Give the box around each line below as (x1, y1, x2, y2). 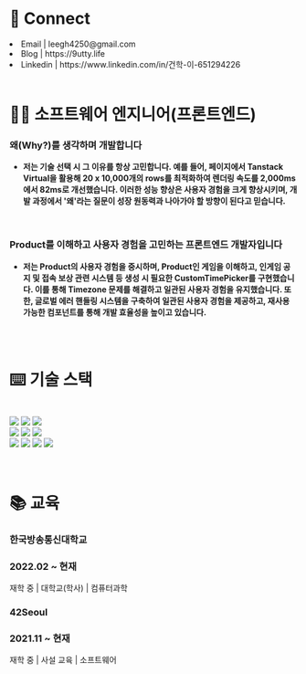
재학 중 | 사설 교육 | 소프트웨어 (9, 655, 117, 666)
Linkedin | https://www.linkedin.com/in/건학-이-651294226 (21, 58, 241, 69)
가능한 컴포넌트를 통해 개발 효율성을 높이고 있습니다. (22, 306, 207, 318)
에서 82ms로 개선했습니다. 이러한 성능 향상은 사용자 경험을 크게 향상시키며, (22, 184, 289, 195)
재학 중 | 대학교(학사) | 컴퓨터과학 (9, 583, 128, 594)
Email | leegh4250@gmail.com (21, 38, 136, 49)
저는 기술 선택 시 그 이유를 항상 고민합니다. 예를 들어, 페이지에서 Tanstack (22, 162, 284, 173)
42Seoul (9, 606, 48, 618)
